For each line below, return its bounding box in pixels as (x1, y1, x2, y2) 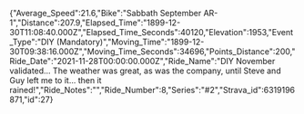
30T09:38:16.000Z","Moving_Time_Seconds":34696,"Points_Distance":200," (9, 46, 296, 57)
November (236, 56, 276, 66)
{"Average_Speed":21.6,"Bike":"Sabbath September (9, 8, 202, 18)
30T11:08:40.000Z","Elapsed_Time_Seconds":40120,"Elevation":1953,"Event (9, 27, 294, 37)
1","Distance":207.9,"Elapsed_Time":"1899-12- (9, 17, 181, 28)
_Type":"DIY (9, 36, 55, 47)
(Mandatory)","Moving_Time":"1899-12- (56, 36, 205, 47)
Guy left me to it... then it (9, 75, 102, 85)
